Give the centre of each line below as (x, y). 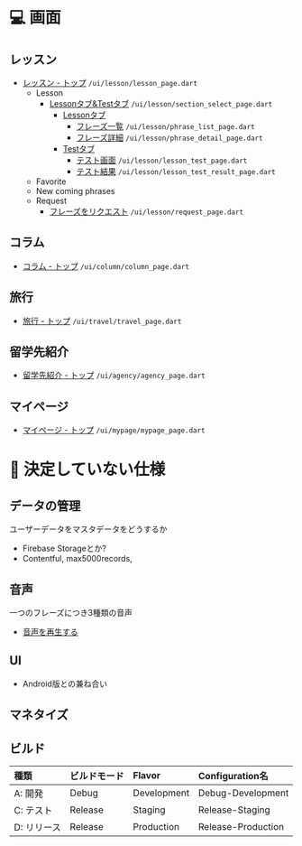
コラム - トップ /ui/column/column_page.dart (105, 265)
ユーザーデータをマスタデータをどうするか (88, 529)
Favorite (51, 181)
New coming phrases (75, 191)
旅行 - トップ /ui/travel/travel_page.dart (102, 321)
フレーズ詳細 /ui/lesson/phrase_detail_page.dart (169, 137)
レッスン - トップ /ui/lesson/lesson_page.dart (110, 83)
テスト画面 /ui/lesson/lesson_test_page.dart (162, 160)
